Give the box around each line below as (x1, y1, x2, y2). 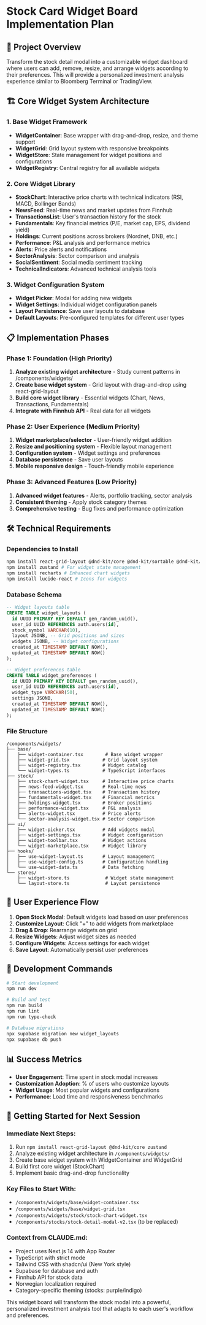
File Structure (6, 727, 48, 735)
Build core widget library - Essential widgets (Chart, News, (15, 394, 166, 401)
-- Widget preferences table (6, 666, 81, 673)
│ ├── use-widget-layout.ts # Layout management (6, 853, 155, 860)
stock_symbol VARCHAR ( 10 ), (12, 627, 81, 633)
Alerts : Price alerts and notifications (15, 245, 107, 253)
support (15, 138, 36, 145)
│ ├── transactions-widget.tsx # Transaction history (6, 789, 161, 795)
